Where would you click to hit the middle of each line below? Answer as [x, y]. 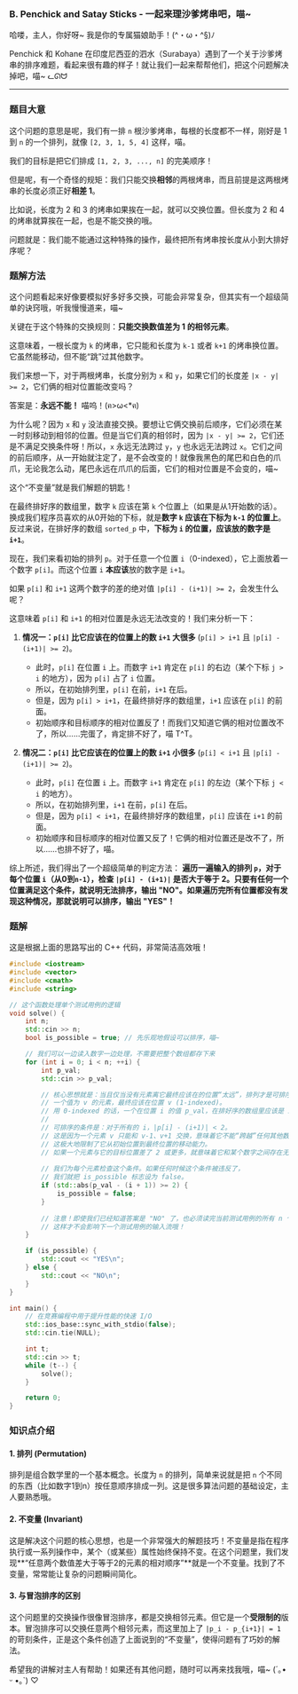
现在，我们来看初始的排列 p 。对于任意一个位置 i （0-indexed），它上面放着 [145, 558]
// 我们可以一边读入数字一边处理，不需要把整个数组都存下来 [120, 1054]
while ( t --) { [51, 1365]
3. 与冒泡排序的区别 [45, 1596]
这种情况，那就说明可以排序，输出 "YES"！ [96, 901]
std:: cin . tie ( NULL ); [63, 1333]
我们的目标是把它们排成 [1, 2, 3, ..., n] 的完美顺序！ [111, 161]
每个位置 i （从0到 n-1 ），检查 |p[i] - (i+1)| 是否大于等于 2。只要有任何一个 [149, 879]
